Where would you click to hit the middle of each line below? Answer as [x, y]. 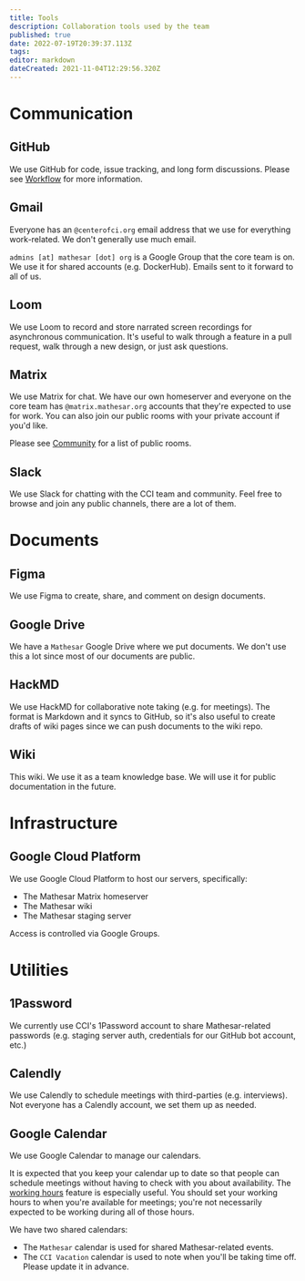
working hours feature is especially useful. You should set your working [143, 1193]
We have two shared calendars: [69, 1230]
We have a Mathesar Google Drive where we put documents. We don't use [148, 646]
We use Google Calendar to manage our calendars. [106, 1156]
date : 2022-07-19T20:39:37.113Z [71, 43]
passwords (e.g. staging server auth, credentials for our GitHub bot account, [152, 1035]
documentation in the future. [63, 786]
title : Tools [34, 18]
